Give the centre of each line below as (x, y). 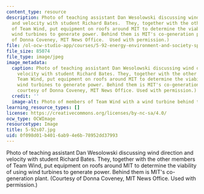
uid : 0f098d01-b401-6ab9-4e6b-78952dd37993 (62, 136)
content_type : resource (36, 12)
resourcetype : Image (32, 124)
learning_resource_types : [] (43, 107)
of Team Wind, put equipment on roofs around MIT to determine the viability (101, 165)
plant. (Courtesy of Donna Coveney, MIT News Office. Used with (115, 178)
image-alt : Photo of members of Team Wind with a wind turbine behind (103, 102)
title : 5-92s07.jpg (31, 130)
